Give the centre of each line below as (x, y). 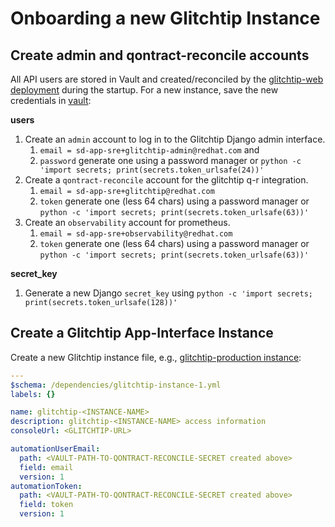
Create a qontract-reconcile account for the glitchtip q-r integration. (166, 180)
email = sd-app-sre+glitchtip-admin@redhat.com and (149, 150)
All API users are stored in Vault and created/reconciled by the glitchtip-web (167, 79)
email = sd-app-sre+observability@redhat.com (136, 234)
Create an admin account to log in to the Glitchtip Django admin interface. (175, 139)
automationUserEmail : (55, 449)
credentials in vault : (51, 100)
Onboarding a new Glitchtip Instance (165, 18)
